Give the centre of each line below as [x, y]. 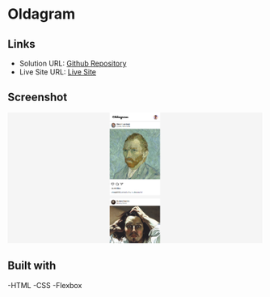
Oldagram [42, 14]
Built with [32, 266]
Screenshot [38, 98]
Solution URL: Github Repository [73, 63]
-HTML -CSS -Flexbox [45, 285]
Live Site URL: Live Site [58, 72]
